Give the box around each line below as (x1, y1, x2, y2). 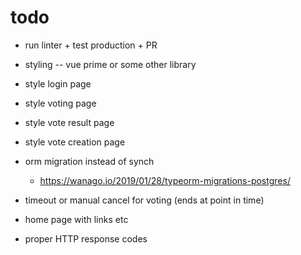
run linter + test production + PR (24, 39, 158, 51)
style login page (24, 77, 92, 90)
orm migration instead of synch (24, 155, 155, 167)
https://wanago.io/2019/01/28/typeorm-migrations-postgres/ (39, 174, 291, 186)
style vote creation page (24, 136, 126, 148)
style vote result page (24, 116, 115, 128)
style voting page (24, 97, 97, 109)
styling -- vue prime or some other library (24, 58, 197, 70)
